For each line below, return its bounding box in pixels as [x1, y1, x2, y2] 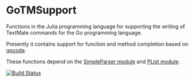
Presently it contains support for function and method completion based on [6, 40, 189, 47]
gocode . [6, 46, 26, 53]
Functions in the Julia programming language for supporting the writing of [6, 23, 185, 30]
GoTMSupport [6, 4, 77, 17]
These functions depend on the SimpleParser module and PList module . [6, 58, 180, 65]
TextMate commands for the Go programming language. [6, 29, 142, 36]
